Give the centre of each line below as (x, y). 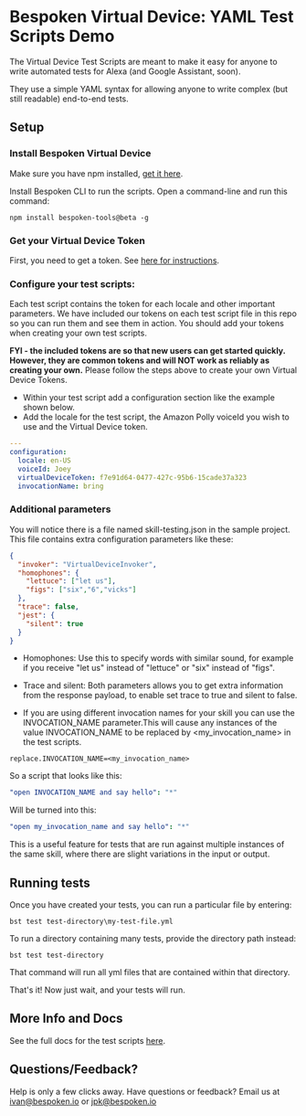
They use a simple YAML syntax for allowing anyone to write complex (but (149, 89)
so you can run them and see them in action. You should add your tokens (147, 324)
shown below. (48, 408)
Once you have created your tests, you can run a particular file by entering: (151, 904)
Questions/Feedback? (74, 1070)
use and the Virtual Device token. (85, 427)
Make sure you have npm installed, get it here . (96, 173)
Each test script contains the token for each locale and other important (142, 304)
